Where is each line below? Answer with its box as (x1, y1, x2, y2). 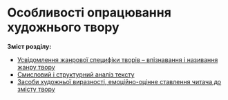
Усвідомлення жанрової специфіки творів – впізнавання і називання (17, 55, 218, 63)
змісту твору (17, 85, 55, 93)
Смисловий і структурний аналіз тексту (17, 70, 135, 79)
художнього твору (7, 19, 120, 35)
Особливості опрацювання (7, 5, 171, 21)
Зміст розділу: (7, 42, 52, 50)
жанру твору (17, 63, 55, 71)
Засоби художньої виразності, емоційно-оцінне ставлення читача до (17, 77, 222, 86)
